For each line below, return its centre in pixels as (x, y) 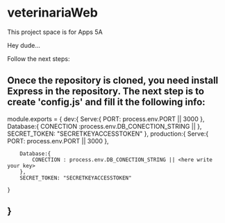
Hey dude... (24, 45)
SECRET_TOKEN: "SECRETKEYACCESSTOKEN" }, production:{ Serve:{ (108, 134)
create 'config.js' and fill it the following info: (107, 102)
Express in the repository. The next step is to (106, 91)
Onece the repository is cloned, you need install (113, 81)
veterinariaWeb (53, 13)
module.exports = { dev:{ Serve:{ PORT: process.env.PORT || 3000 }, (106, 118)
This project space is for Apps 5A (55, 32)
